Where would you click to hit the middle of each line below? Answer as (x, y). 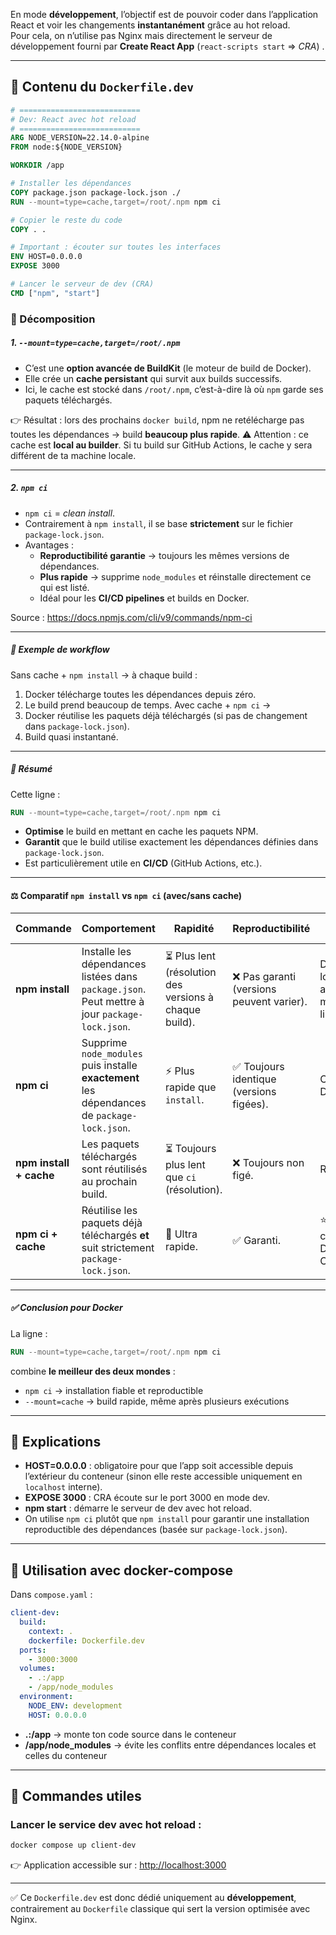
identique (254, 1079)
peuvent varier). (270, 1001)
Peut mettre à (113, 1001)
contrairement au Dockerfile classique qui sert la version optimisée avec (160, 1909)
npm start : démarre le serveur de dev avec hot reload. (138, 1508)
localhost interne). (63, 1487)
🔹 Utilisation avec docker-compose (122, 1570)
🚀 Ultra (181, 1234)
